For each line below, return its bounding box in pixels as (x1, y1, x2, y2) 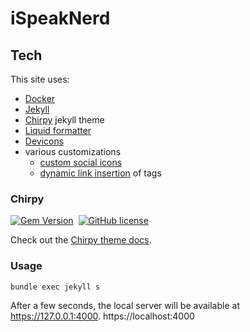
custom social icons (39, 157, 123, 168)
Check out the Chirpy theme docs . (10, 234, 152, 246)
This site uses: (10, 73, 70, 85)
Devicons (24, 135, 65, 147)
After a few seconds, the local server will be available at (10, 300, 240, 312)
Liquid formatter (24, 125, 92, 136)
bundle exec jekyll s (10, 282, 101, 292)
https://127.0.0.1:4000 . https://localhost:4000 (10, 310, 195, 322)
